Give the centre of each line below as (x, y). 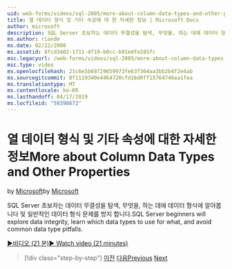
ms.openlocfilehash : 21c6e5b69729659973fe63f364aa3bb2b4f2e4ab (100, 71)
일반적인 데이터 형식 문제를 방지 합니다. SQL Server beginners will (116, 214)
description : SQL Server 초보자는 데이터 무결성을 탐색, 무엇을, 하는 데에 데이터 (113, 33)
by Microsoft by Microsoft (43, 191)
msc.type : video (30, 65)
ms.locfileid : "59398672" (44, 103)
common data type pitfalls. (45, 229)
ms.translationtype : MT (41, 84)
